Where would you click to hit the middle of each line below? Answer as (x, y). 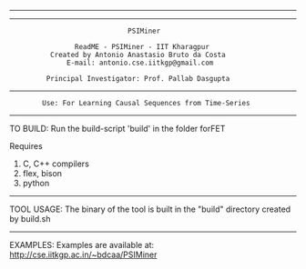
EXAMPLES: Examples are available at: (82, 245)
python (36, 183)
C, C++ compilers (56, 164)
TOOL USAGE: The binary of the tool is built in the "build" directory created (150, 209)
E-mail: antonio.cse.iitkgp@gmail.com (140, 63)
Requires (26, 146)
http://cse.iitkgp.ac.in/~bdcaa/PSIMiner (83, 254)
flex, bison (42, 173)
